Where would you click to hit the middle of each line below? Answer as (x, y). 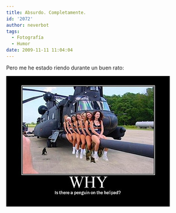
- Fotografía (28, 38)
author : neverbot (28, 25)
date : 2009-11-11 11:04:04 (40, 50)
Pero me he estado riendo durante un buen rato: (65, 68)
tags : (13, 31)
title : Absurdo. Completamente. (46, 12)
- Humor (21, 44)
